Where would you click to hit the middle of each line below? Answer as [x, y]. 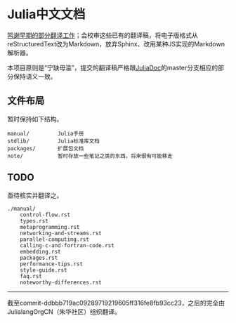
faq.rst [31, 276]
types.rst [34, 221]
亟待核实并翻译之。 [35, 195]
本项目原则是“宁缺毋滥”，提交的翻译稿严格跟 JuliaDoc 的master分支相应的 [113, 67]
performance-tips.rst [51, 264]
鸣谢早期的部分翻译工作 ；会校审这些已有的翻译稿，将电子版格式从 [103, 35]
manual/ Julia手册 [46, 133]
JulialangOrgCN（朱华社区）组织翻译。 [64, 311]
